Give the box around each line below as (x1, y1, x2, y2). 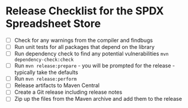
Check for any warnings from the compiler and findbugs (14, 36, 153, 44)
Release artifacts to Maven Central (14, 82, 100, 89)
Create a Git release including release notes (14, 88, 123, 96)
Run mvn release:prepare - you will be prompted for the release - (14, 62, 175, 69)
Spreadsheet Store (5, 17, 101, 30)
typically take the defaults (14, 69, 78, 76)
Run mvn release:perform (14, 75, 77, 82)
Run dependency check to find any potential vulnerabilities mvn (14, 50, 169, 57)
